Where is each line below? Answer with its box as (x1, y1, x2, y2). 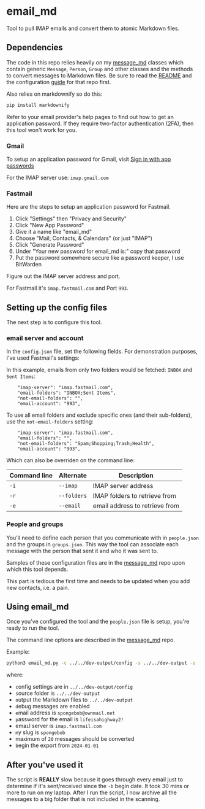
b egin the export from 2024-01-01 (15, 741, 99, 749)
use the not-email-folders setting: (6, 418, 94, 425)
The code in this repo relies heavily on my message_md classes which (6, 58, 184, 66)
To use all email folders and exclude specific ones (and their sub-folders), (6, 411, 192, 419)
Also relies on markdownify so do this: (6, 90, 103, 98)
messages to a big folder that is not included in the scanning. (6, 795, 160, 803)
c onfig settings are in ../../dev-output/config (15, 683, 133, 691)
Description (118, 471, 154, 480)
